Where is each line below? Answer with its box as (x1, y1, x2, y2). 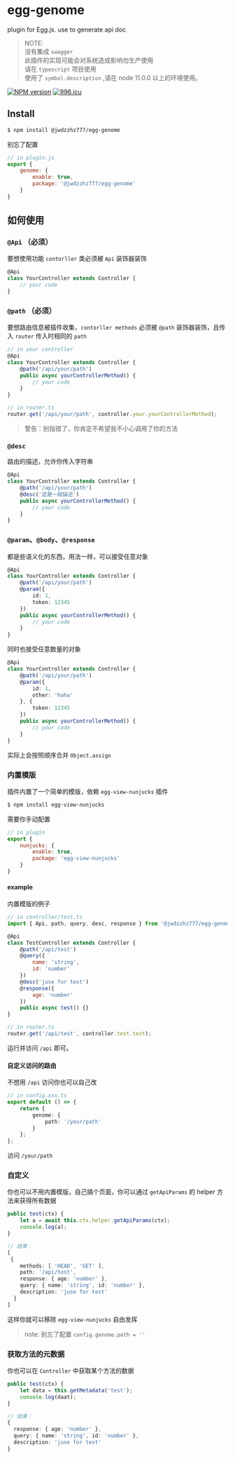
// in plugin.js (7, 154, 55, 161)
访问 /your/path (7, 1151, 53, 1159)
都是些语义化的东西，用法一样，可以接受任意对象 (7, 552, 148, 560)
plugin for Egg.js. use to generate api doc (7, 25, 127, 34)
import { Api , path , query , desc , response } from (7, 920, 158, 927)
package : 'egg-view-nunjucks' (32, 855, 120, 862)
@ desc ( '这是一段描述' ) (20, 490, 80, 498)
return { (20, 1105, 45, 1112)
